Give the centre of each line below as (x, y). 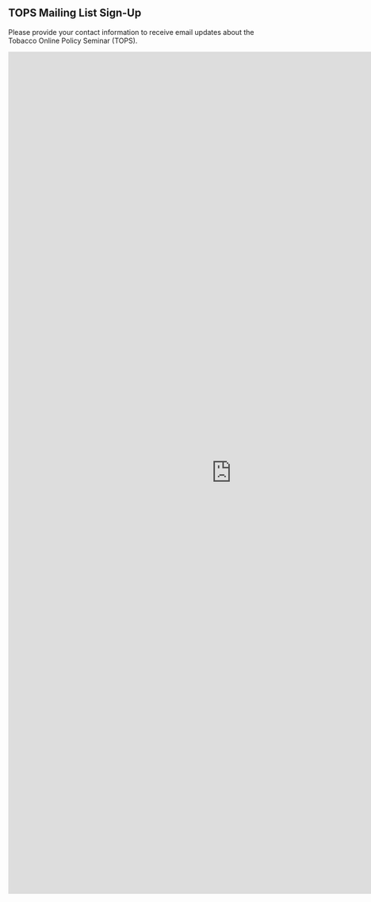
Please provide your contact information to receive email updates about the (131, 32)
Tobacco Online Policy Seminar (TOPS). (73, 40)
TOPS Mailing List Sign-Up (75, 13)
